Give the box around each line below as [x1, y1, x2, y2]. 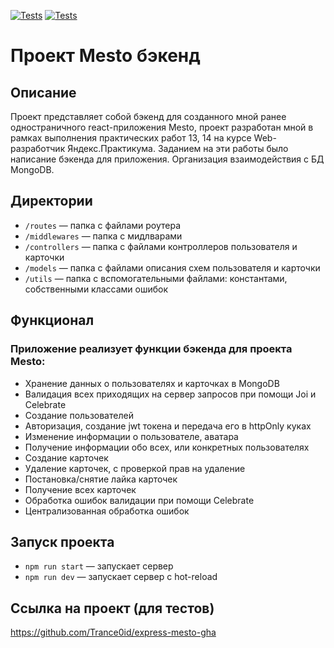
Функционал [10, 312, 95, 329]
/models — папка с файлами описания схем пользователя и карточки [24, 261, 321, 274]
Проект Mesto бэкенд [10, 45, 201, 67]
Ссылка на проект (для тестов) [10, 600, 215, 617]
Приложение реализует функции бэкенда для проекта [10, 342, 293, 356]
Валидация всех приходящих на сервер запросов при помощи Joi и [24, 388, 317, 400]
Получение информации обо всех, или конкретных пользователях [24, 441, 310, 453]
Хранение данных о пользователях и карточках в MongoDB [24, 377, 280, 389]
